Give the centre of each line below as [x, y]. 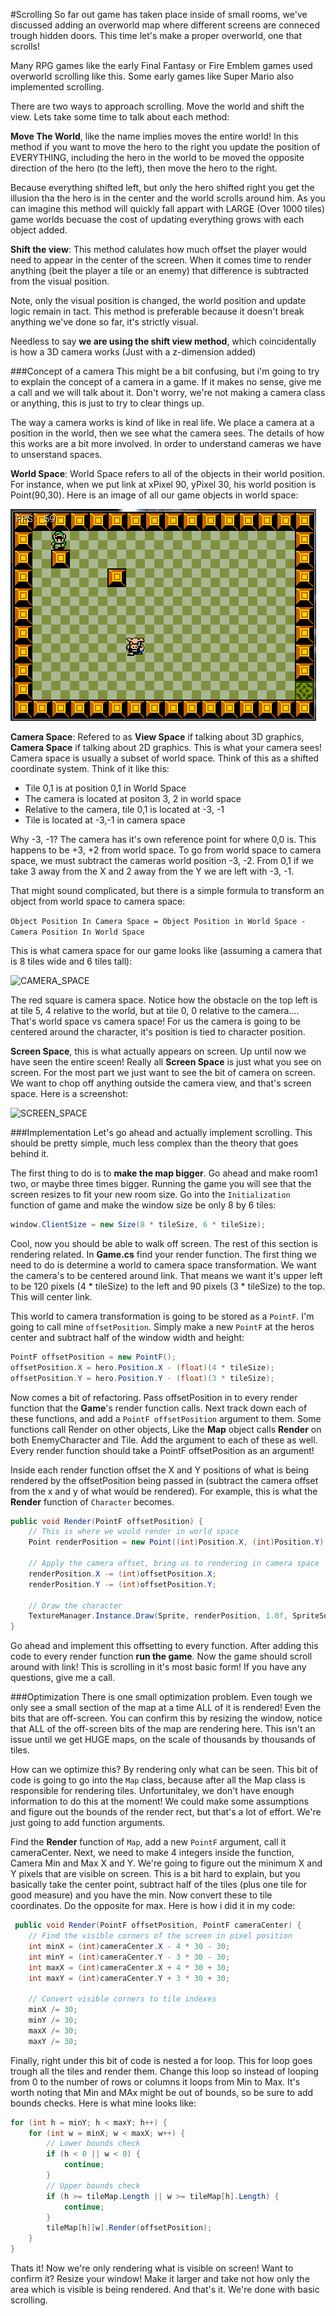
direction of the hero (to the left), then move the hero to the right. [144, 168]
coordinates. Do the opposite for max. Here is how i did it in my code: [153, 1906]
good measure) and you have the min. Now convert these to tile [141, 1895]
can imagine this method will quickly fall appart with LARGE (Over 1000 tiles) [168, 208]
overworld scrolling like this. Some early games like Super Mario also [152, 76]
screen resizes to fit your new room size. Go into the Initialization [150, 1194]
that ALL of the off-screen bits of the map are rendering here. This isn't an [163, 1729]
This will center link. [51, 1296]
